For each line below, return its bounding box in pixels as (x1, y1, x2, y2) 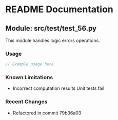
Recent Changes (5, 98, 48, 105)
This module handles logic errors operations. (5, 37, 100, 43)
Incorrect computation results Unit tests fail (12, 85, 105, 91)
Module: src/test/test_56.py (5, 24, 96, 33)
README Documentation (5, 4, 114, 15)
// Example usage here (5, 62, 54, 67)
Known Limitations (5, 74, 53, 81)
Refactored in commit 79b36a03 (12, 110, 82, 116)
